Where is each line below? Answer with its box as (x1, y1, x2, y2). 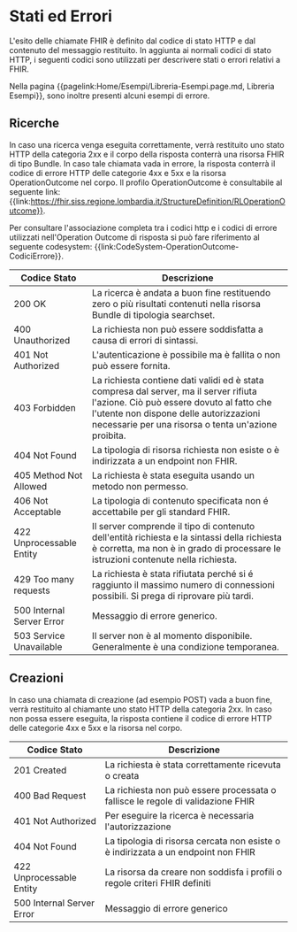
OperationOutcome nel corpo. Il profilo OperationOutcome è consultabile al (9, 177, 283, 188)
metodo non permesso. (91, 480, 188, 492)
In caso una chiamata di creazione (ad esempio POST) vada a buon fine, (9, 694, 272, 705)
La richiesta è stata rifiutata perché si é (91, 567, 254, 580)
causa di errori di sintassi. (91, 334, 199, 346)
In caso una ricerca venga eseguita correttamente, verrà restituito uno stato (9, 139, 285, 150)
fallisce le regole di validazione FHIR (104, 795, 255, 807)
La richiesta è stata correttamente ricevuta (104, 759, 281, 771)
